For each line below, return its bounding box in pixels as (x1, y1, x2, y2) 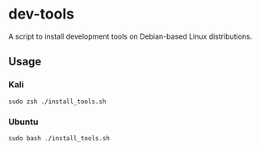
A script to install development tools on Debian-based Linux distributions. (8, 31, 253, 41)
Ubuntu (8, 116, 39, 127)
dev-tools (8, 5, 75, 23)
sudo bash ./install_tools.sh (8, 134, 111, 142)
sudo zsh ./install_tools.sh (8, 98, 107, 106)
